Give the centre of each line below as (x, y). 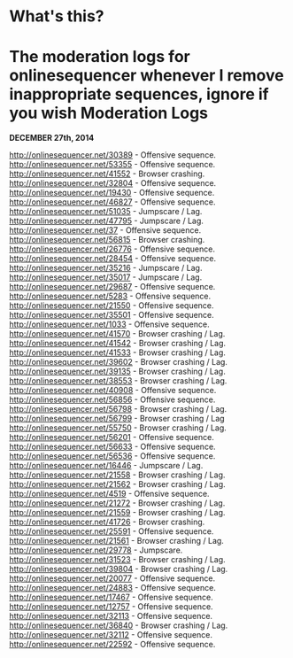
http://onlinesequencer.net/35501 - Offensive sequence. (112, 315)
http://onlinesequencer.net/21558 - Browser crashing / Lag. (117, 475)
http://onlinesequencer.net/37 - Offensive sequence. (105, 230)
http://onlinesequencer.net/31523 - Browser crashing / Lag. (117, 560)
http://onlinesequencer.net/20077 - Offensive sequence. (112, 578)
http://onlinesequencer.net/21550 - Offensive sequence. (112, 306)
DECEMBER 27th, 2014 (52, 138)
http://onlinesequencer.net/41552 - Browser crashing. (107, 174)
